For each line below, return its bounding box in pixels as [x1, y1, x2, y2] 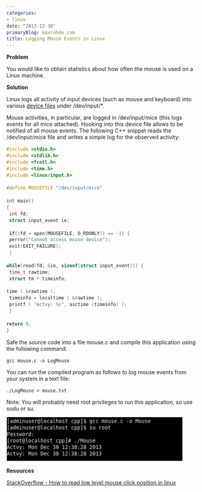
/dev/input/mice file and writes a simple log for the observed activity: [6, 134, 181, 141]
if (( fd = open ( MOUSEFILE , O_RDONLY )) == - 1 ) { [9, 230, 130, 236]
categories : [6, 10, 37, 16]
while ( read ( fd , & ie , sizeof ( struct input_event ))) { [6, 263, 144, 269]
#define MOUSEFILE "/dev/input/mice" [6, 185, 103, 191]
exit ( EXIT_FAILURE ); [9, 243, 62, 250]
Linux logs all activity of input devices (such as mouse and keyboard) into [6, 96, 192, 103]
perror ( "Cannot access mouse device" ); [9, 237, 111, 243]
